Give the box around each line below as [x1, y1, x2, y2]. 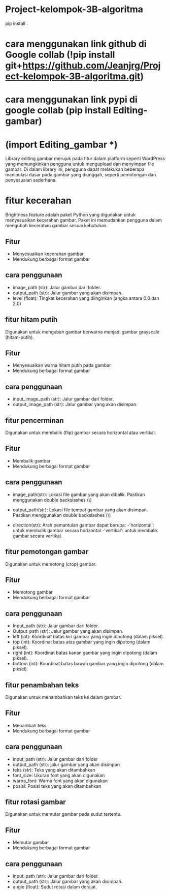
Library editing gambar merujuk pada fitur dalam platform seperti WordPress [5, 156, 165, 162]
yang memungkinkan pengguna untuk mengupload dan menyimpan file [5, 161, 154, 167]
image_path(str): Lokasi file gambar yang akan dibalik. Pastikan [12, 491, 145, 498]
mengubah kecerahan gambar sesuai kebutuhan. [5, 223, 108, 229]
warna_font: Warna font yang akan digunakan [12, 778, 108, 784]
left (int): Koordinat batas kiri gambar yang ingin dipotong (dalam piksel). [12, 634, 164, 640]
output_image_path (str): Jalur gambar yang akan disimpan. [12, 402, 138, 408]
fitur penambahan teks [5, 681, 79, 689]
